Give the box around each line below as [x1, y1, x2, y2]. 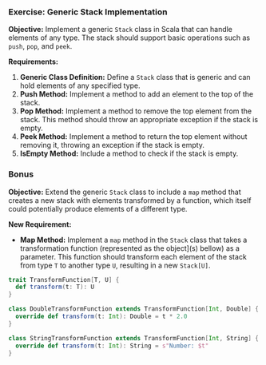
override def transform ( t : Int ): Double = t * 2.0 [15, 312, 188, 321]
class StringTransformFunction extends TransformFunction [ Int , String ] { [8, 334, 260, 342]
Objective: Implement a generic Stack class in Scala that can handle [8, 25, 233, 34]
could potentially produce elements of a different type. [8, 204, 188, 213]
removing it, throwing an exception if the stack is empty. [19, 141, 205, 150]
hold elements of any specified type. [19, 81, 141, 90]
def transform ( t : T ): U [15, 283, 94, 292]
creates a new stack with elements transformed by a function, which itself [8, 195, 252, 205]
